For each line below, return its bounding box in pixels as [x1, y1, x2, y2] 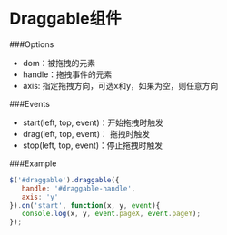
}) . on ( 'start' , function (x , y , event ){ [9, 201, 161, 210]
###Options [9, 38, 54, 50]
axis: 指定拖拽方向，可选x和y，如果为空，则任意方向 [22, 80, 219, 91]
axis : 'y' [21, 192, 59, 201]
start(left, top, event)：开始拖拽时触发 [22, 117, 163, 128]
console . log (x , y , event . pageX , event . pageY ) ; [21, 210, 202, 219]
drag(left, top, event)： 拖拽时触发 [22, 128, 150, 139]
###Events [9, 98, 50, 109]
